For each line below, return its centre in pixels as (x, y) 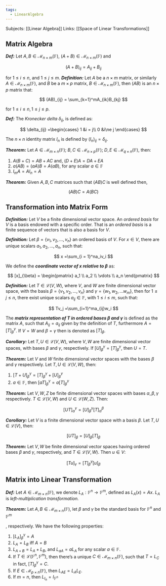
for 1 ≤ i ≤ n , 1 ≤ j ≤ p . (28, 109)
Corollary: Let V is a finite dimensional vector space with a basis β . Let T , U (82, 420)
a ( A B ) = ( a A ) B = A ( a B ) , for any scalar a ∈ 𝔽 (58, 166)
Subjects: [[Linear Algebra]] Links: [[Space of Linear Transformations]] (78, 28)
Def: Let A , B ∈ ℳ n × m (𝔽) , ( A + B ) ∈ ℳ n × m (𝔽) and (58, 57)
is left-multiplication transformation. (42, 499)
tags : (11, 10)
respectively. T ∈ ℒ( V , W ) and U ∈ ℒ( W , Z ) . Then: (57, 399)
